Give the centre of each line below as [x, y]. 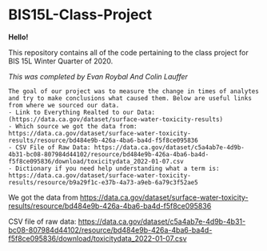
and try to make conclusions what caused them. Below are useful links [130, 98]
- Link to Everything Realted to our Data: [82, 112]
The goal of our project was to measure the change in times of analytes [134, 91]
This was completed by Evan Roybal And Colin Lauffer [98, 76]
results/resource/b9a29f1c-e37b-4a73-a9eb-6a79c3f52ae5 [103, 182]
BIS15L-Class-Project [80, 15]
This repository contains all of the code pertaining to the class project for [129, 52]
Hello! [18, 37]
